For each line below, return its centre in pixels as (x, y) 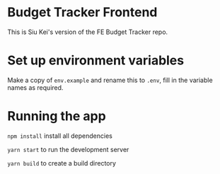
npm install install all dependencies (60, 136)
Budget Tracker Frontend (82, 12)
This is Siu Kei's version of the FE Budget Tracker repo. (88, 32)
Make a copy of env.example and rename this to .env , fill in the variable (110, 80)
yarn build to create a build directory (62, 163)
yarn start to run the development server (68, 149)
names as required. (35, 87)
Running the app (57, 116)
